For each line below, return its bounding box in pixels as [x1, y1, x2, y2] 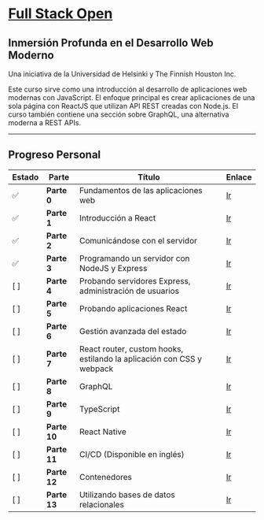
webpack [79, 363, 114, 374]
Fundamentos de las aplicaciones [79, 184, 203, 195]
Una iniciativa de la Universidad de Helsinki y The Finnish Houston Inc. [8, 69, 236, 79]
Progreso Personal [8, 148, 101, 162]
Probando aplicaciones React [79, 303, 188, 314]
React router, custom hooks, [79, 344, 184, 355]
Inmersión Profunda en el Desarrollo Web [8, 36, 214, 50]
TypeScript [79, 403, 120, 414]
